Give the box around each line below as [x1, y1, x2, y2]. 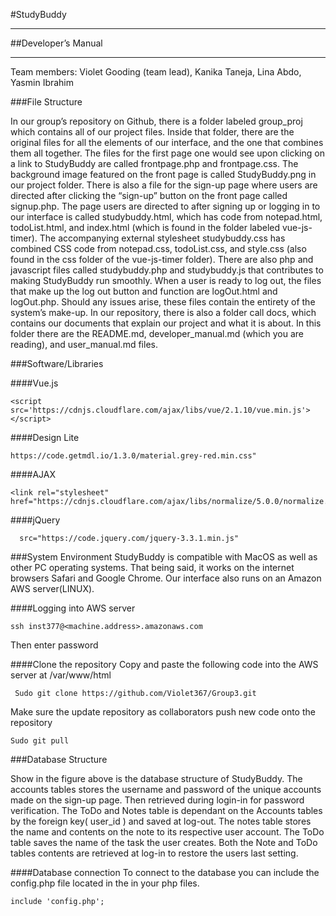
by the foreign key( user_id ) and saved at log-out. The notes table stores [10, 815, 312, 827]
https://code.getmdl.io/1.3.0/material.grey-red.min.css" [10, 451, 257, 461]
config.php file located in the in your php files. [10, 877, 200, 889]
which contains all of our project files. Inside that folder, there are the [10, 126, 295, 138]
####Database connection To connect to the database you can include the [10, 867, 320, 878]
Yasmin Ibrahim [10, 77, 75, 88]
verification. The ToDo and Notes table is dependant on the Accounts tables [10, 805, 323, 816]
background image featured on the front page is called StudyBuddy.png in [10, 169, 317, 180]
